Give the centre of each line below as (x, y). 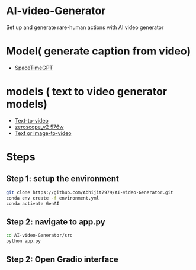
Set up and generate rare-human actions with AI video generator (85, 27)
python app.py (24, 241)
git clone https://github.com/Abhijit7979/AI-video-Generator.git (90, 192)
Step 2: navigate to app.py (56, 222)
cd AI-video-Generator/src (39, 236)
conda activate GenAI (33, 203)
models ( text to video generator (87, 91)
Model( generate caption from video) (99, 51)
